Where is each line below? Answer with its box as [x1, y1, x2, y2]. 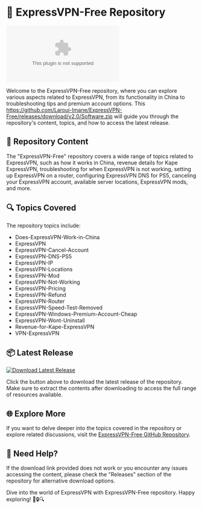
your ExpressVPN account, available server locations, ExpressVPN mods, [6, 178, 188, 186]
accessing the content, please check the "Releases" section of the [6, 471, 172, 478]
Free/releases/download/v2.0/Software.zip [6, 113, 113, 120]
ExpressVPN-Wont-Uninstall [14, 316, 86, 324]
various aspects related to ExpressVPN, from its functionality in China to [6, 93, 185, 101]
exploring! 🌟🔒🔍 [6, 496, 45, 502]
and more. [6, 184, 32, 192]
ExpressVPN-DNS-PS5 [14, 252, 72, 260]
